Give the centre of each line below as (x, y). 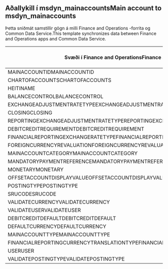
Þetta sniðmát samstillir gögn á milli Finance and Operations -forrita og (78, 28)
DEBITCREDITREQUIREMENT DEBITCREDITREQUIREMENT (76, 128)
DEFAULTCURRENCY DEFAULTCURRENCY (57, 226)
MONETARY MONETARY (36, 169)
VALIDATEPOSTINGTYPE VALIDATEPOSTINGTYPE (66, 258)
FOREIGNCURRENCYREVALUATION (50, 145)
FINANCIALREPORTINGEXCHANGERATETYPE (62, 137)
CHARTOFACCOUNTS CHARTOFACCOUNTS (59, 80)
